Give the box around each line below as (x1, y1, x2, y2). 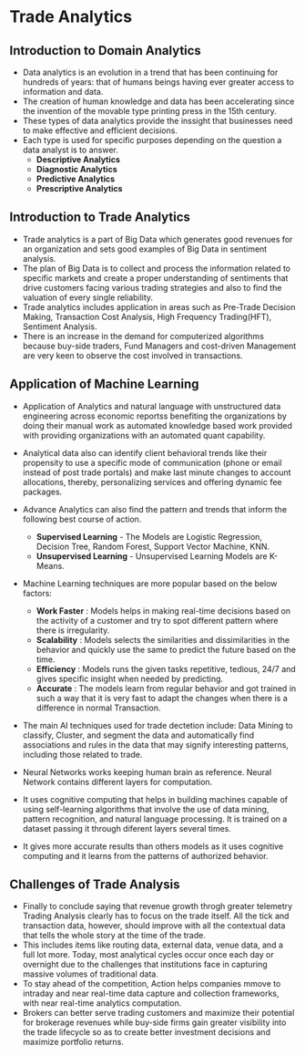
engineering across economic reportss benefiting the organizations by (22, 410, 287, 421)
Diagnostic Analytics (36, 164, 117, 174)
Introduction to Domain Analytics (9, 43, 202, 58)
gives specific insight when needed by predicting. (36, 673, 224, 684)
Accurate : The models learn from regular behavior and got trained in (36, 682, 297, 694)
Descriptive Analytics (36, 154, 121, 165)
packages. (22, 486, 63, 497)
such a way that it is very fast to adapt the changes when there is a (36, 692, 289, 703)
